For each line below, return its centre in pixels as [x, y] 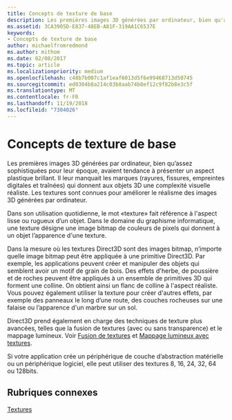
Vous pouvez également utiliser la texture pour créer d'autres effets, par [110, 293]
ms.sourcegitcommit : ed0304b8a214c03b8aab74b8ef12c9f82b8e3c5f [100, 84]
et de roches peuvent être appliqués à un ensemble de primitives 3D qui [110, 278]
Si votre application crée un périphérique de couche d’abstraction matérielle [115, 356]
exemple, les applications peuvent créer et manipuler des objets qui [104, 263]
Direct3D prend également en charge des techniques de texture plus [105, 321]
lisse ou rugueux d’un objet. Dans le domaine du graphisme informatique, [111, 220]
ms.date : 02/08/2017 [37, 59]
